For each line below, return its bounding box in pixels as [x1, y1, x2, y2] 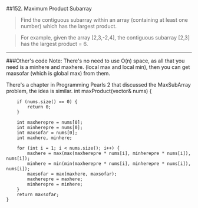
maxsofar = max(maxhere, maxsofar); [27, 171, 117, 177]
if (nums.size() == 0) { [16, 99, 78, 105]
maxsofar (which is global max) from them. [6, 70, 110, 77]
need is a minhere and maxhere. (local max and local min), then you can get [6, 64, 190, 70]
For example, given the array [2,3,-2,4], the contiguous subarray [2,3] [20, 34, 190, 41]
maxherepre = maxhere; [27, 176, 83, 182]
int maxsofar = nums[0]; [16, 130, 78, 136]
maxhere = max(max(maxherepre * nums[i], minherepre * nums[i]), [27, 150, 192, 156]
